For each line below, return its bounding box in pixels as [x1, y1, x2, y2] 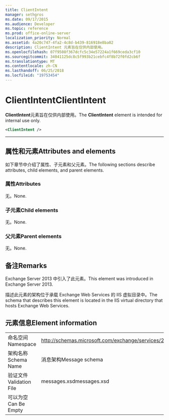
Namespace [8, 341, 37, 348]
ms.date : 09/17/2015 [5, 17, 49, 22]
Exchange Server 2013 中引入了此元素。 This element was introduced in [5, 276, 153, 282]
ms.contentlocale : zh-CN [5, 63, 57, 68]
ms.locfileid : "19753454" [5, 73, 59, 78]
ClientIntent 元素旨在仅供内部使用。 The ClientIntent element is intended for [5, 112, 162, 118]
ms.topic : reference [5, 26, 49, 31]
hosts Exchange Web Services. [5, 303, 69, 309]
